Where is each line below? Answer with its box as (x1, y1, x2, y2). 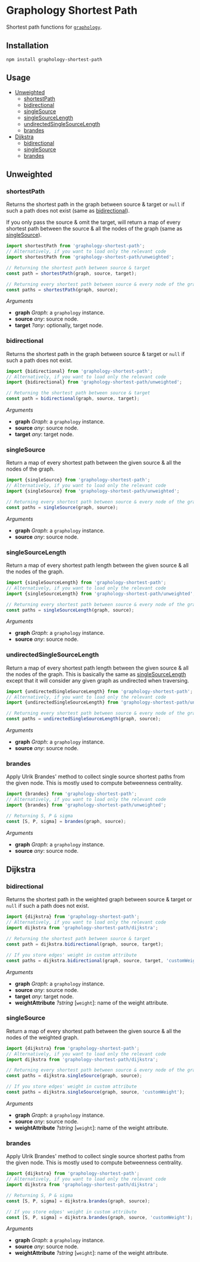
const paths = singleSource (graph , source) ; (6, 504, 118, 511)
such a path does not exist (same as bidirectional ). (6, 207, 130, 214)
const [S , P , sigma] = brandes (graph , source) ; (6, 818, 127, 824)
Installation (6, 41, 49, 51)
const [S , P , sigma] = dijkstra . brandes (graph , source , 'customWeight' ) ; (6, 1214, 193, 1220)
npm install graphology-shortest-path (6, 56, 102, 63)
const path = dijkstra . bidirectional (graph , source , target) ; (6, 941, 164, 947)
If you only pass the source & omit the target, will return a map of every (6, 219, 181, 226)
